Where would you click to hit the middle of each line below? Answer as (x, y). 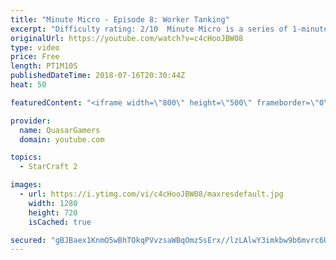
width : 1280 (53, 203)
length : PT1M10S (44, 66)
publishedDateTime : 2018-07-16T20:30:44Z (98, 76)
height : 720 (53, 212)
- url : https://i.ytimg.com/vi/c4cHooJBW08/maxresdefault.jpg (151, 194)
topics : (26, 157)
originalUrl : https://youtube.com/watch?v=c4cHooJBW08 (127, 38)
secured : (28, 240)
